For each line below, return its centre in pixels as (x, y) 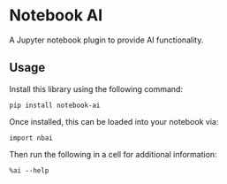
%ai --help (29, 170)
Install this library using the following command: (96, 88)
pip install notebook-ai (55, 105)
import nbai (31, 138)
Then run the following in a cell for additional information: (113, 154)
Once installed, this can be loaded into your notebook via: (114, 121)
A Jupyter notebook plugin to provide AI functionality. (106, 40)
